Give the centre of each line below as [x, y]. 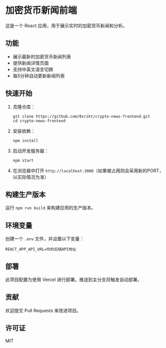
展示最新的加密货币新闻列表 [42, 56]
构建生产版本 [26, 194]
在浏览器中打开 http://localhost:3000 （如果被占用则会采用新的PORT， [88, 170]
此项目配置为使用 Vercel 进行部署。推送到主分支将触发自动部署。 [74, 280]
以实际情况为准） [31, 177]
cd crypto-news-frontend [39, 121]
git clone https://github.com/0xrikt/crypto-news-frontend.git [81, 116]
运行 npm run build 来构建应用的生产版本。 [51, 208]
